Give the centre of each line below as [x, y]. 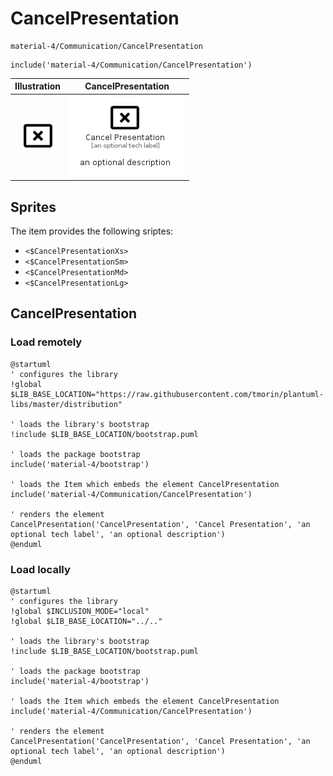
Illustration [38, 86]
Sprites [33, 207]
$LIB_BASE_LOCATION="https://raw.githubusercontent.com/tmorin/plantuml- [167, 394]
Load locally [40, 569]
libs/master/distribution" [66, 404]
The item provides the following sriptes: [92, 231]
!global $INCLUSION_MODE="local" [80, 611]
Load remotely [46, 342]
